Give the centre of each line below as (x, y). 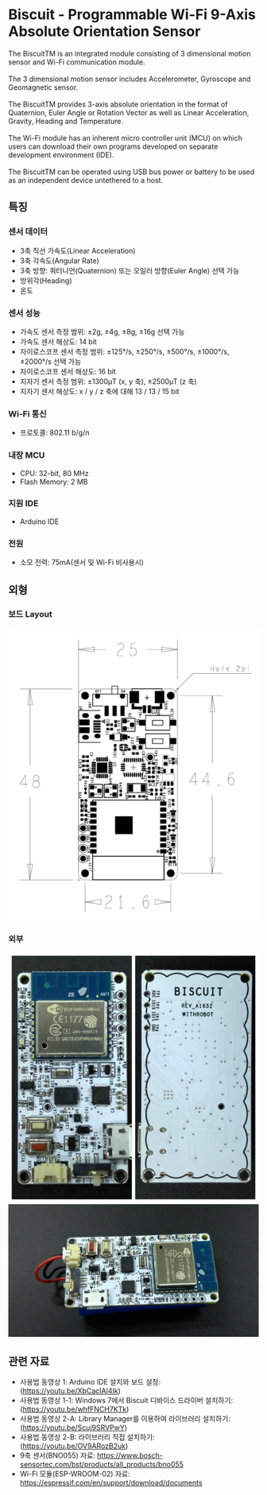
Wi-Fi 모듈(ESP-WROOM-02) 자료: (75, 1474)
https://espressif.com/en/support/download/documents (111, 1483)
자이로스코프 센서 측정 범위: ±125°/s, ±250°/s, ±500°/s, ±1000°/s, (124, 351)
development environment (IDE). (61, 155)
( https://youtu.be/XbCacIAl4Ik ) (70, 1391)
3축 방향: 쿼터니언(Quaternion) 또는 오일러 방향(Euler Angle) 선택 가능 (130, 270)
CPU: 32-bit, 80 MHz (54, 473)
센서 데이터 (28, 232)
